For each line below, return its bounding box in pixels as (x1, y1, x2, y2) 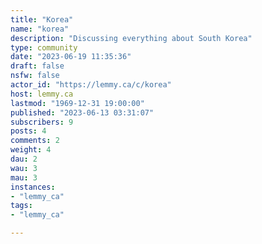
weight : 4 (10, 145, 52, 155)
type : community (10, 42, 78, 53)
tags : (10, 201, 33, 211)
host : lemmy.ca (10, 89, 74, 99)
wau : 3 (10, 163, 38, 173)
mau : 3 (10, 172, 38, 183)
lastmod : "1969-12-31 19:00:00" (10, 98, 145, 108)
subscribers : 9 (10, 117, 74, 127)
